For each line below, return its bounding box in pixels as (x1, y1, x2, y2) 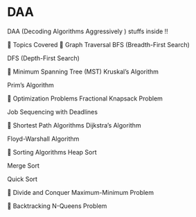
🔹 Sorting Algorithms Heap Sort (7, 148, 97, 156)
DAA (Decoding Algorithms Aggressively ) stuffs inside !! (7, 27, 168, 35)
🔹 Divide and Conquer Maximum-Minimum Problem (7, 188, 154, 196)
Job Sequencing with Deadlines (7, 107, 98, 116)
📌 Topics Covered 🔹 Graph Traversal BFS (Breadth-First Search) (7, 40, 190, 49)
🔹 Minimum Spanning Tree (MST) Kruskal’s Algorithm (7, 67, 159, 76)
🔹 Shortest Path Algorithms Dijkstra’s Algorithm (7, 121, 141, 129)
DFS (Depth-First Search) (7, 53, 80, 62)
